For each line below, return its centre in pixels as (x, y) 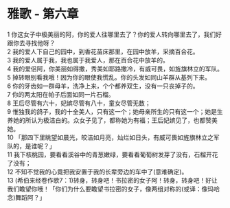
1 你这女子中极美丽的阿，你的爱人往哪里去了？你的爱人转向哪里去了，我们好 (114, 34)
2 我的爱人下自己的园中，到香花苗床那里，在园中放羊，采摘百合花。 (103, 51)
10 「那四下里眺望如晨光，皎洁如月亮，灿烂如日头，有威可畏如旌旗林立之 (111, 137)
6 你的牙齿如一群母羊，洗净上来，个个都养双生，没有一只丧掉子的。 (103, 86)
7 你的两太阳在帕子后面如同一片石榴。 (61, 94)
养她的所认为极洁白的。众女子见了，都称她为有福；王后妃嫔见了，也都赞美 (112, 120)
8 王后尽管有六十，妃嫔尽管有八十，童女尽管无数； (79, 103)
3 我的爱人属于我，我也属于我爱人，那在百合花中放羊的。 (88, 60)
